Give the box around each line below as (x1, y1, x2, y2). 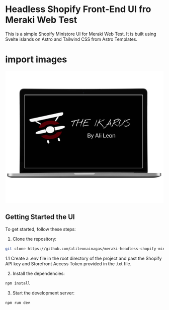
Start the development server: (12, 290, 75, 296)
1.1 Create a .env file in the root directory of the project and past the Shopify (5, 255, 162, 261)
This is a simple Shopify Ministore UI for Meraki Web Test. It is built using (5, 31, 157, 37)
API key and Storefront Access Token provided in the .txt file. (5, 260, 132, 267)
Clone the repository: (12, 236, 57, 242)
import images (5, 54, 67, 65)
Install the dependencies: (12, 270, 65, 276)
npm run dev (5, 300, 30, 305)
